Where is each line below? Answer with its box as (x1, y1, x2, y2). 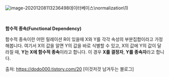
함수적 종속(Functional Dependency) (5, 25, 82, 31)
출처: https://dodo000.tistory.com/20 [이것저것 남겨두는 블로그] (5, 66, 134, 72)
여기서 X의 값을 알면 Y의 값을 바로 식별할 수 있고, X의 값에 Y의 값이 (24, 43, 156, 49)
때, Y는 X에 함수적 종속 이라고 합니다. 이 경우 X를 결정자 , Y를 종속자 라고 (14, 49, 155, 55)
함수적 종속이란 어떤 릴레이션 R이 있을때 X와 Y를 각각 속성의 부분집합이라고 (5, 36, 154, 42)
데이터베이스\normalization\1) (69, 5, 128, 11)
